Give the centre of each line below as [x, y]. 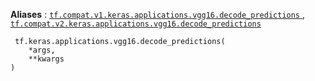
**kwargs [46, 59]
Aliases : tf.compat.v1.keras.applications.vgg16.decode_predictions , [158, 14]
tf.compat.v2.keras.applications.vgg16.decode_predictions [136, 24]
